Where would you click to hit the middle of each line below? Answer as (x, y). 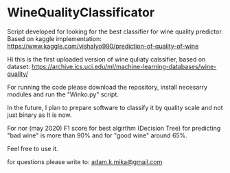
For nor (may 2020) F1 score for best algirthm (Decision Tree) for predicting (114, 128)
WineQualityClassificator (81, 13)
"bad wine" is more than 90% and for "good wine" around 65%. (97, 135)
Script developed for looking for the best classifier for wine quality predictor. (115, 31)
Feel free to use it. (33, 148)
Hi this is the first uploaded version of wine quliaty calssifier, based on (106, 59)
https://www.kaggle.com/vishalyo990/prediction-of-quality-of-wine (103, 46)
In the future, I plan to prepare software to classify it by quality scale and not (115, 107)
